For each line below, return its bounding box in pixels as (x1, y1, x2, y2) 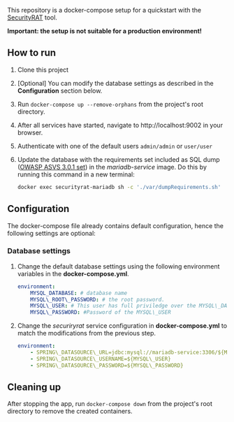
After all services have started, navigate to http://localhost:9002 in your (17, 121, 224, 129)
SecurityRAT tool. (7, 13, 58, 22)
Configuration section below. (17, 86, 103, 95)
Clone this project (17, 66, 68, 74)
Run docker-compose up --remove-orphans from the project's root (17, 100, 204, 108)
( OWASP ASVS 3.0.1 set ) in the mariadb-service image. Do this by (17, 163, 207, 171)
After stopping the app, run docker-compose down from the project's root (7, 400, 213, 408)
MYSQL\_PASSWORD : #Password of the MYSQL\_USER (30, 309, 171, 316)
